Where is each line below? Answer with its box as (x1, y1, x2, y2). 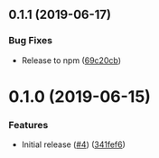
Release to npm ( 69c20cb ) (21, 54, 121, 66)
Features (8, 118, 49, 131)
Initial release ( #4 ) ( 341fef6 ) (21, 139, 126, 150)
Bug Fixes (8, 34, 53, 47)
